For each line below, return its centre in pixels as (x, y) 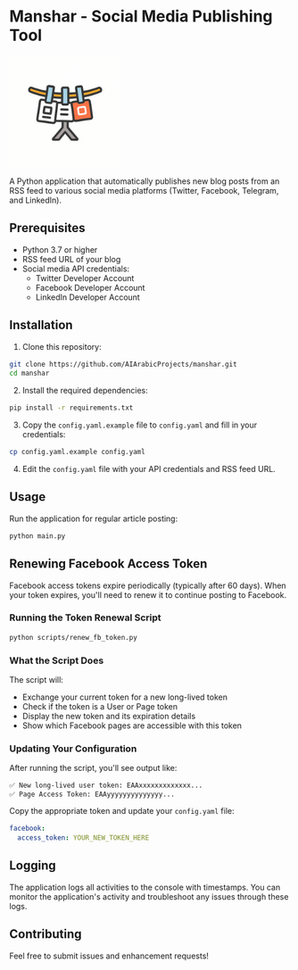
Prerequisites (47, 228)
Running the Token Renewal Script (86, 618)
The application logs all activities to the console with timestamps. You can (145, 887)
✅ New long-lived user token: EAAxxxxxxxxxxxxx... (106, 786)
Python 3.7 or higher (60, 249)
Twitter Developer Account (85, 278)
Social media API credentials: (76, 269)
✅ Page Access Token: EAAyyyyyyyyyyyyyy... (92, 795)
